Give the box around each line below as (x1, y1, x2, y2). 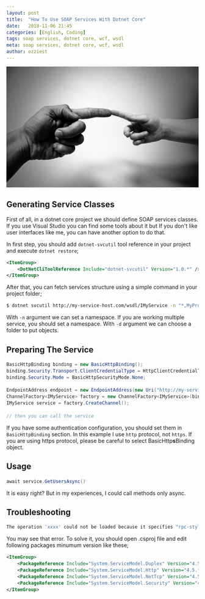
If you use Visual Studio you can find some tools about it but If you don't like (6, 222, 198, 229)
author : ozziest (6, 49, 48, 55)
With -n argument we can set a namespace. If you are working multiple (6, 314, 185, 321)
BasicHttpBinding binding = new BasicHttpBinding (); (6, 361, 143, 367)
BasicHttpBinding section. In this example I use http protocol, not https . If (6, 430, 192, 437)
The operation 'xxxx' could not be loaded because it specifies (6, 524, 173, 530)
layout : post (6, 10, 40, 16)
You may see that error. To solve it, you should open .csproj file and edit (6, 535, 187, 543)
